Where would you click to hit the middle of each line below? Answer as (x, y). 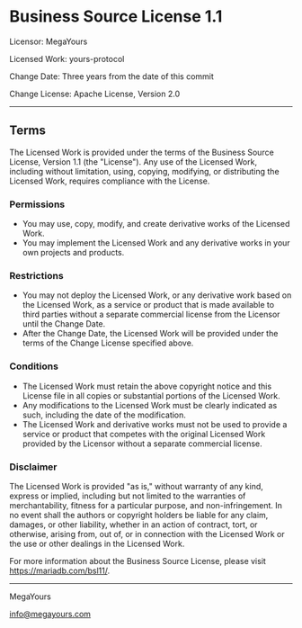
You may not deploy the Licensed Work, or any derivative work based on (157, 295)
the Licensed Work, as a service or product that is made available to (148, 305)
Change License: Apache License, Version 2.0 (95, 94)
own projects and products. (73, 253)
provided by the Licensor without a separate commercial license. (142, 444)
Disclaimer (33, 467)
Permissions (37, 204)
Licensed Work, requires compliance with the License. (110, 181)
